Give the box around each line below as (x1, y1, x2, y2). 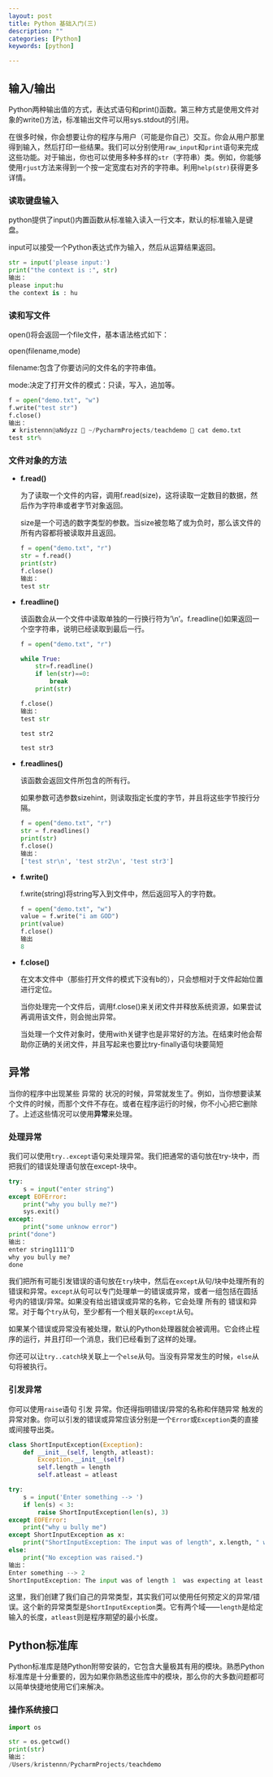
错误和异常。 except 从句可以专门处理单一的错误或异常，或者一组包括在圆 (8, 1287, 251, 1296)
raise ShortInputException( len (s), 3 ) (37, 1508, 169, 1517)
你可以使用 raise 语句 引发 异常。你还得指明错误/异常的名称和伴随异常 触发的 (8, 1404, 263, 1413)
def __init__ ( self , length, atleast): (23, 1448, 154, 1457)
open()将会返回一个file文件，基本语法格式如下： (8, 329, 169, 339)
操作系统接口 (8, 1705, 59, 1716)
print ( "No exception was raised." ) (23, 1553, 144, 1561)
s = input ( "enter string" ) (23, 1185, 115, 1193)
